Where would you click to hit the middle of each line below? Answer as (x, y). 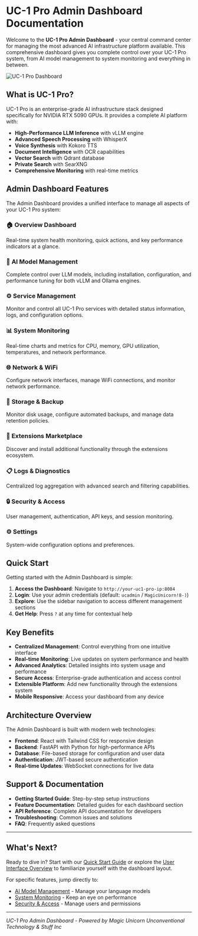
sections (25, 608)
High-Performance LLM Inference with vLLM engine (79, 133)
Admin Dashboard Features (57, 189)
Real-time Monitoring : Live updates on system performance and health (102, 659)
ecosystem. (20, 455)
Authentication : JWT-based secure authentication (76, 759)
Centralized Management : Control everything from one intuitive (93, 647)
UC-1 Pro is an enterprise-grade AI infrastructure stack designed (85, 109)
